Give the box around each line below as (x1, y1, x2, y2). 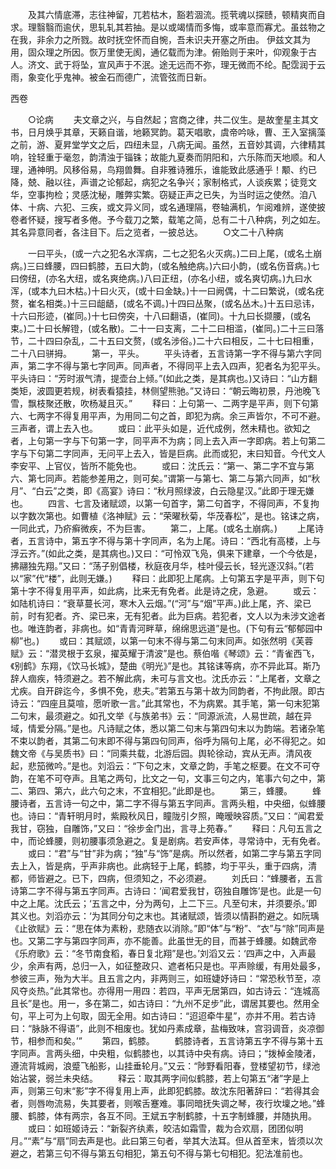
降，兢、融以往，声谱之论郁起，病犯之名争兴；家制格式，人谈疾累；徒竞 (10, 176, 308, 188)
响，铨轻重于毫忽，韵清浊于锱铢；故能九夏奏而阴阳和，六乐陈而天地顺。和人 (10, 151, 326, 163)
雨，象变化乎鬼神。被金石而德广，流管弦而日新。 (10, 71, 212, 83)
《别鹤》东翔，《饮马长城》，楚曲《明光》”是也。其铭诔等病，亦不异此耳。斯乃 (10, 660, 321, 672)
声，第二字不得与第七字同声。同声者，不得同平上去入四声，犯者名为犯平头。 (10, 360, 326, 372)
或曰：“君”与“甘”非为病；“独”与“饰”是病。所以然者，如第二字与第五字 (27, 848, 313, 859)
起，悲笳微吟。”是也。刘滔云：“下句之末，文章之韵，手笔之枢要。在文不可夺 (10, 760, 321, 772)
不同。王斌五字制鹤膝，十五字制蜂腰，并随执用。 (114, 1110, 317, 1122)
